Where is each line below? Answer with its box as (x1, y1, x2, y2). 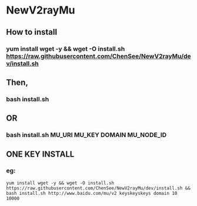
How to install (6, 27, 58, 37)
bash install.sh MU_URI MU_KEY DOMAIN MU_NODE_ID (6, 131, 167, 139)
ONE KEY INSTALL (6, 149, 75, 159)
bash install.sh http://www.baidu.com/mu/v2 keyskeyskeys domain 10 (6, 190, 178, 196)
